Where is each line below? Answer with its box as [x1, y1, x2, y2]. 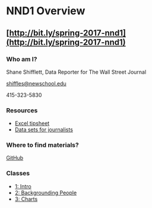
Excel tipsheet [14, 120, 50, 127]
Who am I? [6, 55, 37, 63]
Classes [6, 169, 30, 178]
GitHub [6, 155, 24, 162]
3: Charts [14, 195, 38, 203]
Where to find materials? [6, 141, 79, 149]
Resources [6, 106, 38, 114]
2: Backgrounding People [14, 189, 77, 196]
